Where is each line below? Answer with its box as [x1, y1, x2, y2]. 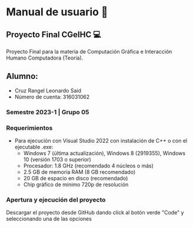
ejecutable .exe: [14, 144, 54, 151]
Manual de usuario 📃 [6, 5, 108, 19]
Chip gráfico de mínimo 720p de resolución [23, 181, 129, 188]
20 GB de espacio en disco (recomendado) [23, 175, 128, 182]
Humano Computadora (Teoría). [6, 54, 84, 61]
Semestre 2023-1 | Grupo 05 [6, 108, 89, 116]
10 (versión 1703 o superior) [23, 156, 91, 163]
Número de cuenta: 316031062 [14, 93, 90, 100]
